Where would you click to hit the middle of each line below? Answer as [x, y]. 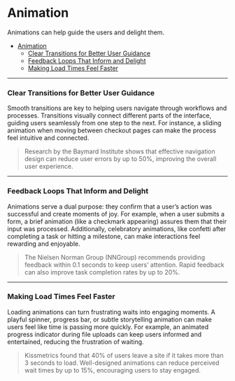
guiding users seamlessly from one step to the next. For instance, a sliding [114, 123]
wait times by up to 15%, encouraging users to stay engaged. [113, 370]
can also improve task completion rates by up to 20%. [102, 272]
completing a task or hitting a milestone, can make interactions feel [104, 236]
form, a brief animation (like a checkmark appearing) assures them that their [117, 221]
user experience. [49, 167]
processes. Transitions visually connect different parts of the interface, [109, 116]
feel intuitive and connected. [48, 138]
